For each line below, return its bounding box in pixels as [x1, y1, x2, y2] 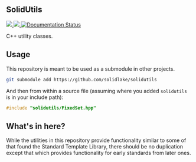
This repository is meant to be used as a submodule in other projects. [6, 65, 175, 72]
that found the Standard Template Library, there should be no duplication [6, 143, 184, 150]
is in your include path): [6, 94, 64, 101]
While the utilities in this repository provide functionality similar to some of [6, 137, 187, 144]
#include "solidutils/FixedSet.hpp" [6, 105, 96, 111]
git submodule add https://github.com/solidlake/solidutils [6, 77, 158, 82]
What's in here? [6, 121, 66, 131]
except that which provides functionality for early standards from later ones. [6, 150, 191, 157]
